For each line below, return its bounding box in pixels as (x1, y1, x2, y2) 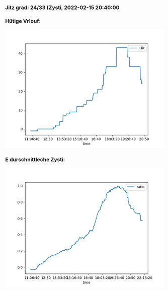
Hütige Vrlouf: (5, 17, 41, 24)
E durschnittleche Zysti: (5, 156, 65, 163)
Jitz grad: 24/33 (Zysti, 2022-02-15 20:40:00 (5, 4, 120, 11)
